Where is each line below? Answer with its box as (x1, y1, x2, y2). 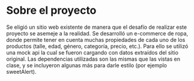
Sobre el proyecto (6, 4, 97, 17)
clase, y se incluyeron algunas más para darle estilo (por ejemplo (6, 61, 167, 69)
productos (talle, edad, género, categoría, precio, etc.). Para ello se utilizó (6, 43, 189, 50)
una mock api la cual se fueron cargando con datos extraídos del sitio (6, 49, 179, 56)
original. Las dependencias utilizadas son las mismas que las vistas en (6, 55, 180, 62)
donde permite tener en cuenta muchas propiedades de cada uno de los (6, 36, 186, 43)
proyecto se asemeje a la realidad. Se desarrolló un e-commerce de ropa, (6, 29, 189, 37)
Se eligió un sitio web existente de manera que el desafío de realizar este (6, 23, 187, 31)
